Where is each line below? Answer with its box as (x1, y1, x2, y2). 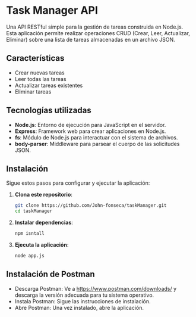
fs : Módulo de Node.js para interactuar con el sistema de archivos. (14, 133, 178, 141)
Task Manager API (6, 4, 98, 17)
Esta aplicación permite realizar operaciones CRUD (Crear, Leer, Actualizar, (6, 29, 190, 36)
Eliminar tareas (14, 88, 52, 95)
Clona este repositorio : (14, 191, 73, 198)
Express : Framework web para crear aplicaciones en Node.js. (14, 128, 166, 135)
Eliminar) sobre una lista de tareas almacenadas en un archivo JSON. (6, 36, 175, 43)
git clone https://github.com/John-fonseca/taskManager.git (14, 203, 167, 209)
